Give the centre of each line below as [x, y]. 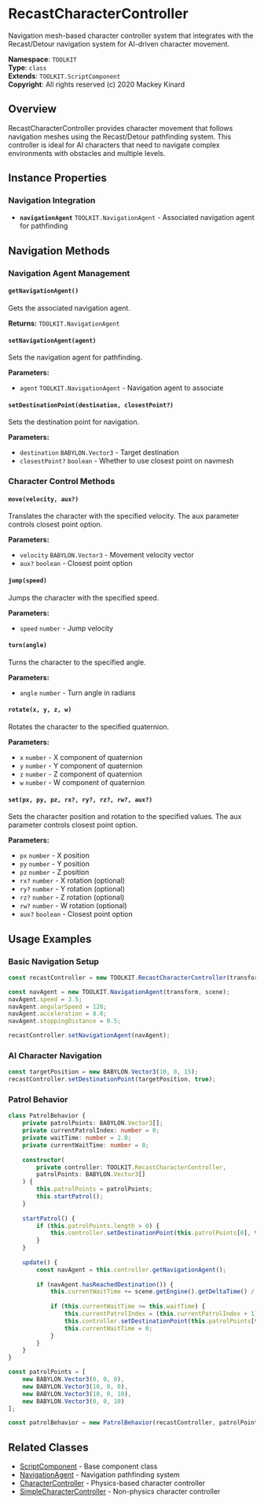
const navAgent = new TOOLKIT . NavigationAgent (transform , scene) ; [119, 992]
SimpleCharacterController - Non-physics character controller [120, 1491]
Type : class [27, 67]
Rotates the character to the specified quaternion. [89, 727]
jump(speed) [27, 581]
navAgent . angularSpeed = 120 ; [58, 1007]
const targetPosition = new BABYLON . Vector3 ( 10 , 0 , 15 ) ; [103, 1072]
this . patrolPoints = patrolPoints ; [95, 1189]
